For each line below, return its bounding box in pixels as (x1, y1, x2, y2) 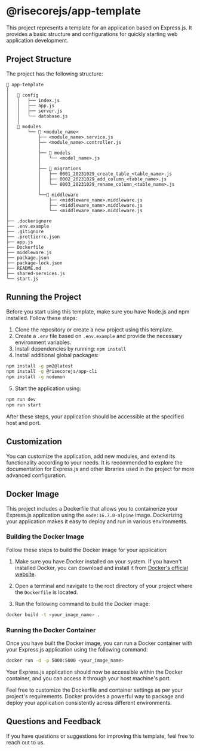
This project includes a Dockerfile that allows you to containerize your (6, 505, 178, 512)
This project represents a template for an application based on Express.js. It (6, 24, 192, 31)
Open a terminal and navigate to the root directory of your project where (14, 582, 193, 589)
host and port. (6, 419, 41, 426)
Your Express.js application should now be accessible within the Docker (6, 668, 183, 675)
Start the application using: (14, 385, 82, 392)
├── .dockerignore (6, 218, 52, 224)
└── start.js (6, 276, 39, 282)
